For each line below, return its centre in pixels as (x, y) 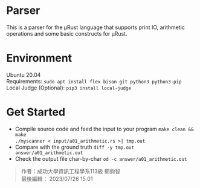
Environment (39, 58)
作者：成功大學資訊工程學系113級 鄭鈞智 (71, 171)
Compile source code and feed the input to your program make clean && (104, 129)
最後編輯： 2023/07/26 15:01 (57, 178)
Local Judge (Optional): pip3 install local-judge (69, 88)
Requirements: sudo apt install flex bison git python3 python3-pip (94, 81)
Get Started (36, 112)
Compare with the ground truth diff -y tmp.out (75, 147)
